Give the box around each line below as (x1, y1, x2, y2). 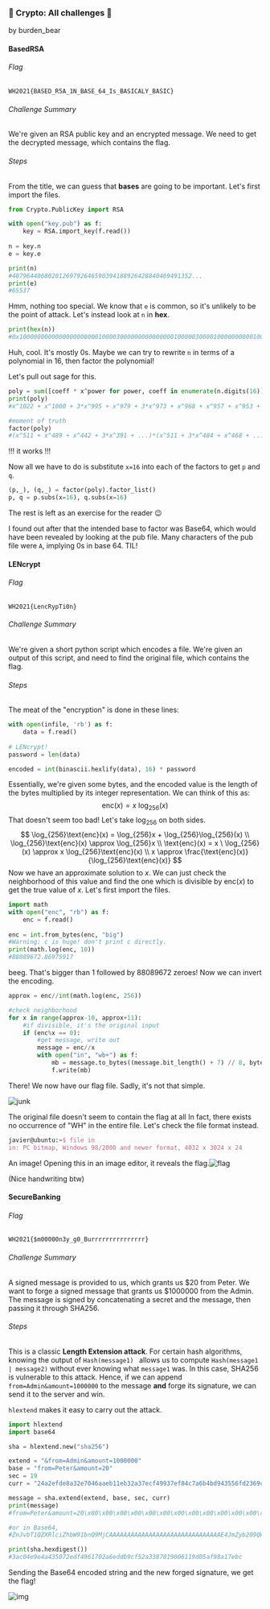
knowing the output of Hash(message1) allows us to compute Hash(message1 (8, 1355, 259, 1364)
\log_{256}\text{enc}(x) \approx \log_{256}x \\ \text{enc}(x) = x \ (10, 838, 223, 848)
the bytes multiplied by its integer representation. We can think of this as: (8, 788, 251, 798)
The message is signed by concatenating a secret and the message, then (8, 1294, 252, 1304)
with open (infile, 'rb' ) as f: (8, 721, 113, 729)
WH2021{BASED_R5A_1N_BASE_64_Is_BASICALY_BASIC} (8, 88, 174, 96)
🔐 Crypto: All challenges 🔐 (8, 7, 112, 19)
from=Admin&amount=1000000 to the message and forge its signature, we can (8, 1380, 257, 1390)
